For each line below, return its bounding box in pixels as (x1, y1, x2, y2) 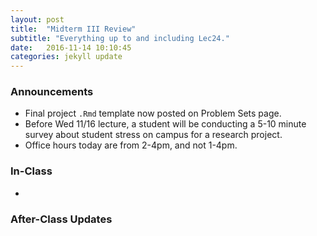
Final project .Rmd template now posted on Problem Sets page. (24, 107, 282, 120)
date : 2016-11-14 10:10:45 (10, 42, 132, 53)
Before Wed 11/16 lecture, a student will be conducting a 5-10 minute (24, 118, 307, 130)
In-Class (10, 164, 53, 178)
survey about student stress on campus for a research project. (24, 129, 283, 141)
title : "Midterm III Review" (10, 24, 137, 34)
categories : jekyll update (10, 52, 123, 62)
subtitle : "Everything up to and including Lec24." (10, 33, 230, 43)
